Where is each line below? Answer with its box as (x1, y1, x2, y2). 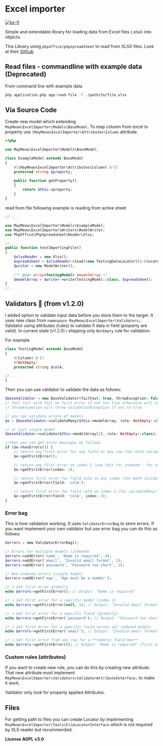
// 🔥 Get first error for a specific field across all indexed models (5, 624, 151, 629)
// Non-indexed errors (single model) (5, 571, 83, 576)
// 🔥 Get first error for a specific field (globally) (5, 611, 119, 616)
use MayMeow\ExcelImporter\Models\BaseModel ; (5, 147, 98, 152)
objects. (5, 34, 21, 40)
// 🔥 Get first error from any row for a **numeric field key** (5, 638, 138, 643)
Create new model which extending (5, 119, 76, 125)
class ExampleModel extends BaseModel (5, 156, 83, 161)
